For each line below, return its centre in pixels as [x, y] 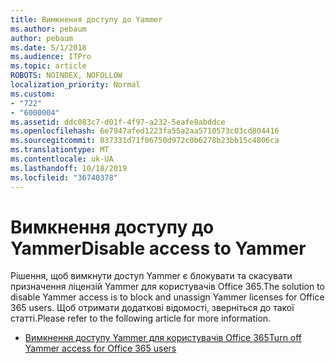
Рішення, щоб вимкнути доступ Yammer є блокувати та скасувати [151, 276]
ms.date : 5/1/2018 [48, 47]
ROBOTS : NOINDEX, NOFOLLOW [66, 76]
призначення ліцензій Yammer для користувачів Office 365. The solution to [167, 287]
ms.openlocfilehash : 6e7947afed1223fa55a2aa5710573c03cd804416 [145, 131]
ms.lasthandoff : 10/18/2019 [69, 168]
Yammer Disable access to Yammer [158, 248]
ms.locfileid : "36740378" [64, 177]
